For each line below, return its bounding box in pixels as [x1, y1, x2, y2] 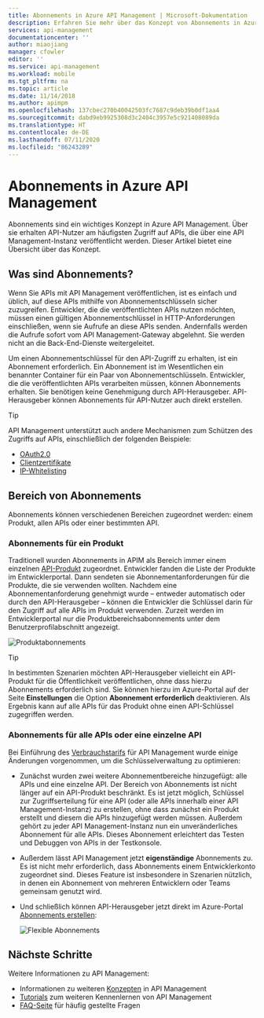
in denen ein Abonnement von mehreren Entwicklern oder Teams [19, 878, 230, 888]
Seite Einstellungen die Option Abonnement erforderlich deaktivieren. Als [8, 693, 251, 703]
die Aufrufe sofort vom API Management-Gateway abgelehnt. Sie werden [8, 330, 245, 340]
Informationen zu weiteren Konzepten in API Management [19, 984, 207, 994]
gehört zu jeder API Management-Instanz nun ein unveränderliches [19, 821, 238, 830]
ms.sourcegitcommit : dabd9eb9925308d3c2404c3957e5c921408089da [8, 114, 220, 122]
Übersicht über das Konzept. [8, 244, 101, 254]
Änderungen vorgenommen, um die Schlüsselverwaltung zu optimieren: [8, 755, 241, 765]
